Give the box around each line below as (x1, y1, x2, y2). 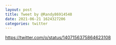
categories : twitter (5, 21, 48, 26)
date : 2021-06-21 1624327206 (5, 16, 66, 21)
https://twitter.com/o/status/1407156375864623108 (5, 35, 111, 41)
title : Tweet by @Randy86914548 (5, 12, 72, 17)
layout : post (5, 7, 32, 12)
